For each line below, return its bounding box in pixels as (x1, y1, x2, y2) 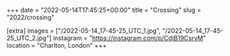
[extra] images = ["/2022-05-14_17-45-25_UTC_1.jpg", (6, 27, 161, 35)
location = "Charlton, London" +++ (6, 41, 107, 49)
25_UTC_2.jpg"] (6, 34, 52, 42)
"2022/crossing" (6, 13, 55, 21)
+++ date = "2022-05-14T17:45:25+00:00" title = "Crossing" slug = (6, 6, 201, 14)
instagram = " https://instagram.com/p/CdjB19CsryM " (52, 34, 207, 42)
